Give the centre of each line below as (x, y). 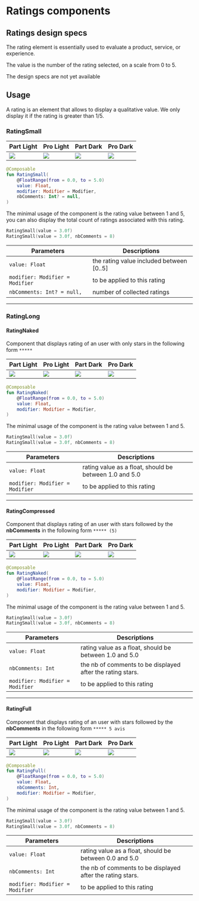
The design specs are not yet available (53, 76)
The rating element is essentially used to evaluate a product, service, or (93, 47)
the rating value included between (140, 261)
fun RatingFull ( (26, 771)
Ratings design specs (47, 33)
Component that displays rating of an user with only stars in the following (95, 344)
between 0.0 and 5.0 (110, 858)
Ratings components (58, 11)
